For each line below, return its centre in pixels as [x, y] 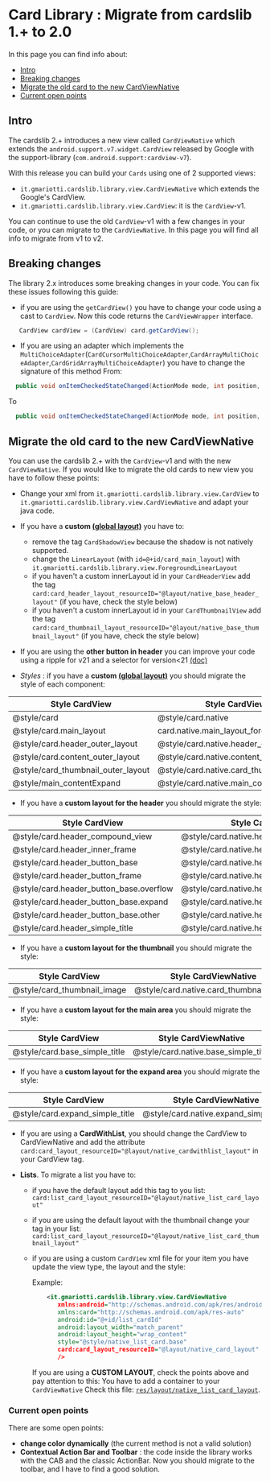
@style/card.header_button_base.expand [90, 902]
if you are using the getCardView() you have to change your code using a [141, 307]
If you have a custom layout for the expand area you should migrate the [140, 1071]
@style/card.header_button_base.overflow [93, 889]
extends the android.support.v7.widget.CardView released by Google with [131, 149]
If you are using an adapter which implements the [102, 346]
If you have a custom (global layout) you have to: [102, 526]
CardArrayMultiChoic [225, 355]
